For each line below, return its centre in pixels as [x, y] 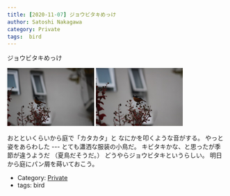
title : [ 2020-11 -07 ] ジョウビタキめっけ [62, 15]
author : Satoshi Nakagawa [44, 22]
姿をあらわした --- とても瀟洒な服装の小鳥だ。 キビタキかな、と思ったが [111, 146]
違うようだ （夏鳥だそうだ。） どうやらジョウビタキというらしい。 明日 [121, 155]
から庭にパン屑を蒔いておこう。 [53, 163]
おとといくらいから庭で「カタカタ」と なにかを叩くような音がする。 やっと [115, 138]
